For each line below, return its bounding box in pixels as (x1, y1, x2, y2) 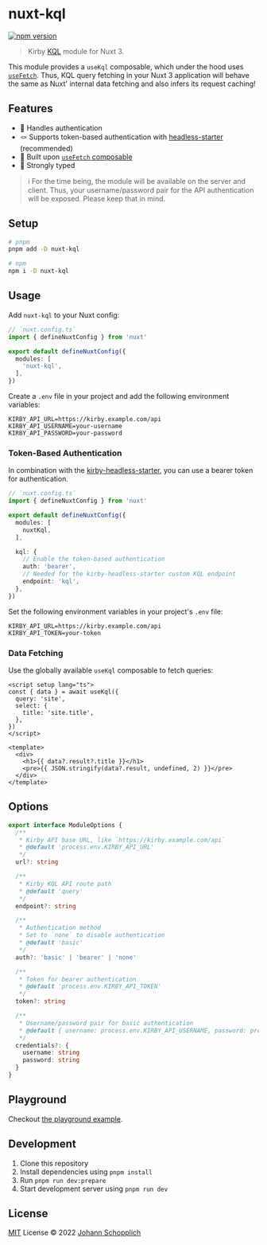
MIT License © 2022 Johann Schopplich (8, 1227, 141, 1238)
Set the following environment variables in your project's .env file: (8, 607, 224, 616)
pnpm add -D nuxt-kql (8, 245, 80, 253)
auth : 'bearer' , (22, 563, 77, 571)
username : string (22, 1048, 80, 1057)
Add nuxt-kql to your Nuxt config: (8, 310, 120, 319)
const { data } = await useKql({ (8, 688, 119, 696)
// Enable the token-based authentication (22, 555, 165, 564)
